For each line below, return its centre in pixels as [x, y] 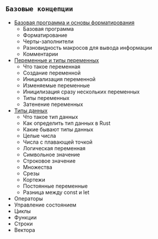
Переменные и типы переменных [57, 60]
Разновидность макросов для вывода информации [88, 47]
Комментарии [40, 54]
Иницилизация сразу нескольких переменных [81, 92]
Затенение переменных [53, 104]
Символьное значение [51, 154]
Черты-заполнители [48, 41]
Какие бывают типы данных [58, 129]
